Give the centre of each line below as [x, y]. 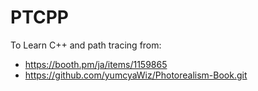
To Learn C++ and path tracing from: [86, 45]
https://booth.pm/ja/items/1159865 [96, 64]
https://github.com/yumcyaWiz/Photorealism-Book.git [136, 75]
